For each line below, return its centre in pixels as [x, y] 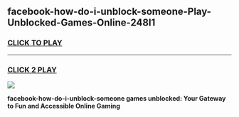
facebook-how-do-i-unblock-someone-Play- [110, 12]
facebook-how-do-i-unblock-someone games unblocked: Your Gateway [117, 98]
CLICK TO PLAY [35, 43]
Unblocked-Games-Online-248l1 [81, 23]
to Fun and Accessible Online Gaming [64, 106]
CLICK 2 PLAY [32, 69]
